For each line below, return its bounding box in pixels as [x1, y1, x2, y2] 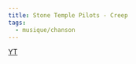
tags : [8, 19, 26, 27]
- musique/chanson [15, 26, 76, 34]
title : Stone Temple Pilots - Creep [8, 11, 128, 20]
